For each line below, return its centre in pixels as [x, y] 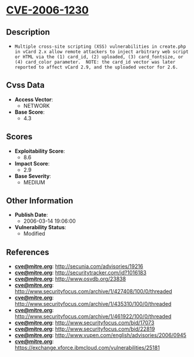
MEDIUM [34, 182]
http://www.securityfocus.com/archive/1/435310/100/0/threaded [93, 304]
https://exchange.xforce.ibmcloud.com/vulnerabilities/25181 [87, 348]
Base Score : [30, 112]
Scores [19, 137]
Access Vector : [34, 99]
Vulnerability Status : [40, 227]
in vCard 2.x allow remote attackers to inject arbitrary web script [102, 52]
